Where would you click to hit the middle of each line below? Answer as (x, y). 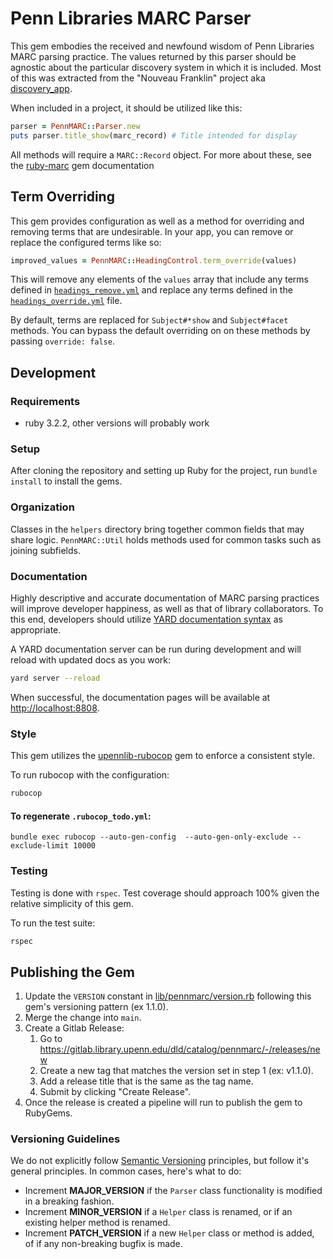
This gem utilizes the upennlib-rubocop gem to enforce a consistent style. (163, 756)
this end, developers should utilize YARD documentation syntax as (146, 619)
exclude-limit (40, 846)
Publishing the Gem (72, 972)
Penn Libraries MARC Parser (131, 18)
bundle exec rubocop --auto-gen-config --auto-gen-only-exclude (149, 837)
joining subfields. (45, 550)
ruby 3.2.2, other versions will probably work (117, 423)
